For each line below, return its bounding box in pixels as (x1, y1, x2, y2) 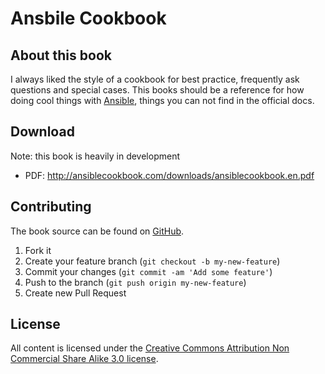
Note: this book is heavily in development (10, 150, 181, 162)
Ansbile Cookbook (10, 7, 167, 30)
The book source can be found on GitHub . (10, 225, 185, 237)
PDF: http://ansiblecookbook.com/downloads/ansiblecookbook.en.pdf (24, 169, 315, 181)
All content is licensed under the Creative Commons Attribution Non (10, 342, 290, 354)
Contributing (10, 198, 92, 216)
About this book (10, 47, 112, 64)
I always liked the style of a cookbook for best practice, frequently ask (10, 73, 300, 85)
